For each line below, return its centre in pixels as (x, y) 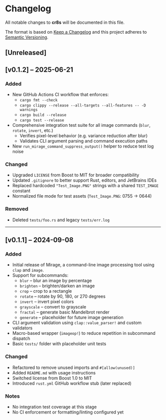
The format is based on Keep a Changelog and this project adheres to (76, 32)
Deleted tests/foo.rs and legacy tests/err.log (61, 220)
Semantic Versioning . (27, 37)
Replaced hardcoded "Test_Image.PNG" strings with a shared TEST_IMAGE (85, 186)
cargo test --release (42, 120)
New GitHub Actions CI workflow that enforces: (61, 95)
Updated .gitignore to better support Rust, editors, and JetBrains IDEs (84, 180)
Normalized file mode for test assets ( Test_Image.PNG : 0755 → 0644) (82, 196)
